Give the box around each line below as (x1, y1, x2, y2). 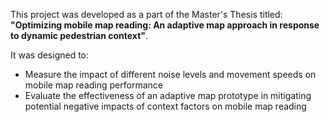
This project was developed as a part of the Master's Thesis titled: (10, 9, 283, 20)
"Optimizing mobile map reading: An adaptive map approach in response (10, 19, 320, 31)
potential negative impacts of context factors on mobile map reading (24, 100, 307, 112)
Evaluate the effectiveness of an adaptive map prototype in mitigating (24, 90, 312, 101)
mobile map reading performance (24, 79, 163, 91)
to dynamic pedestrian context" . (10, 30, 149, 41)
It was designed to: (10, 49, 90, 61)
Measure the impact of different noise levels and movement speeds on (24, 69, 317, 80)
